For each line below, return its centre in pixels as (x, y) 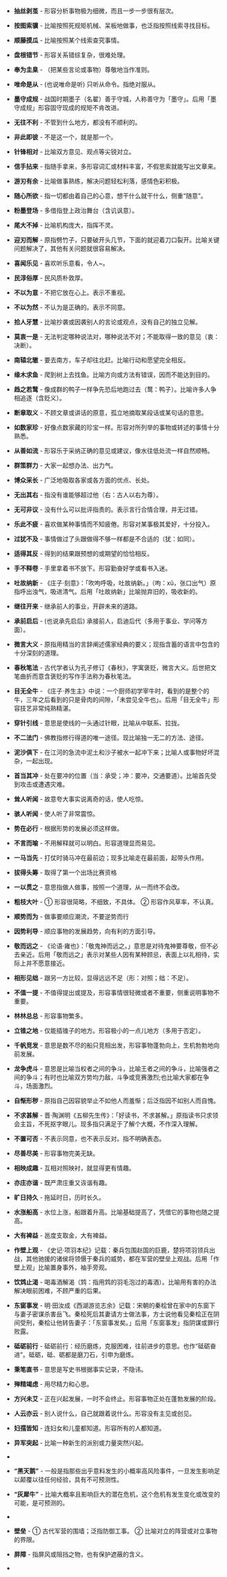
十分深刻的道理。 (38, 653)
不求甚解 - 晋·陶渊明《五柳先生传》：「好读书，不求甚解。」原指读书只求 (113, 1115)
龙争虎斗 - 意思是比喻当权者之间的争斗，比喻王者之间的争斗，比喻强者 (113, 1069)
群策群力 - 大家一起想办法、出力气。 (65, 465)
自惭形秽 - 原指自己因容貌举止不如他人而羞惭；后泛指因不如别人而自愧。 (117, 1101)
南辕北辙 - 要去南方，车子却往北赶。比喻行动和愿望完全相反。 (101, 360)
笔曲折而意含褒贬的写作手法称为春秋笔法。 (74, 676)
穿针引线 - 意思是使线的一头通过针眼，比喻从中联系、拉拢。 (99, 723)
